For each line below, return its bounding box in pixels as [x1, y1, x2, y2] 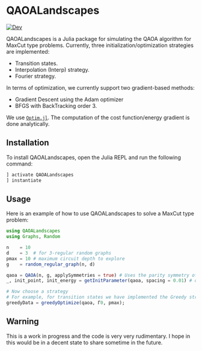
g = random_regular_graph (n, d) [6, 261, 96, 267]
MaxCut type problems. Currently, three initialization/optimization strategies [6, 42, 194, 49]
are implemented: [6, 48, 50, 55]
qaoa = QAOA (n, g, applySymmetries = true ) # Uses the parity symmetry [6, 272, 189, 278]
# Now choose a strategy [6, 288, 69, 295]
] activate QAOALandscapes [6, 172, 74, 178]
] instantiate [6, 177, 42, 184]
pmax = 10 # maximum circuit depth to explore [6, 255, 125, 262]
